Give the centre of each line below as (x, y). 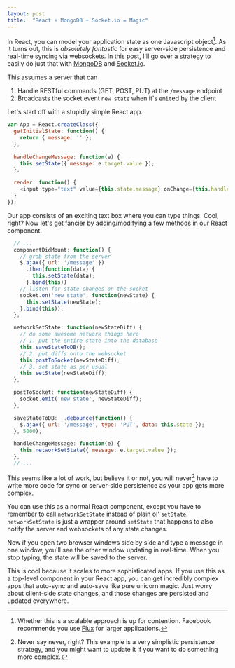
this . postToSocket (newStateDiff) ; (70, 360)
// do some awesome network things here (79, 334)
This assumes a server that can (52, 77)
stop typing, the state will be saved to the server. (78, 557)
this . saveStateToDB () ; (53, 347)
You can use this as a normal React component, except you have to (104, 506)
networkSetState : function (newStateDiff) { (78, 328)
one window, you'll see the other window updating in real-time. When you (113, 550)
